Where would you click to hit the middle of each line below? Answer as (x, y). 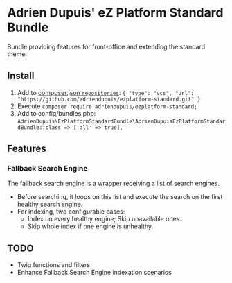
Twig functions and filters (54, 265)
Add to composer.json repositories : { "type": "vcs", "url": (105, 92)
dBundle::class (39, 127)
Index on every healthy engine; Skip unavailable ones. (105, 219)
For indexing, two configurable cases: (71, 212)
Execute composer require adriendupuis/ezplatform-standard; (107, 106)
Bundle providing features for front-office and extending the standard (106, 46)
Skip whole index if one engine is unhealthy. (90, 226)
